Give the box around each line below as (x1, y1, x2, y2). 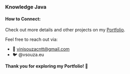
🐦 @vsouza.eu (12, 52, 44, 58)
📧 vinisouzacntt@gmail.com (12, 46, 70, 52)
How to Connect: (5, 16, 41, 22)
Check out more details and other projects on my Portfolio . (5, 27, 126, 33)
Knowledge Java (5, 3, 47, 10)
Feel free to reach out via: (5, 36, 58, 43)
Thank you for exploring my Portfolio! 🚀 (5, 63, 88, 69)
